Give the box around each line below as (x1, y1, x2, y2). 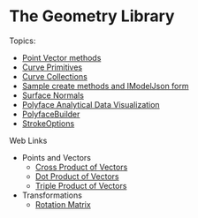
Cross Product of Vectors (34, 162, 128, 172)
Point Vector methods (21, 52, 102, 63)
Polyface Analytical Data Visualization (21, 99, 161, 109)
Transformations (21, 190, 82, 200)
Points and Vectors (21, 152, 91, 162)
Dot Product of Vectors (34, 170, 119, 182)
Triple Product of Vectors (34, 180, 127, 191)
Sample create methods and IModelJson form (21, 80, 189, 91)
